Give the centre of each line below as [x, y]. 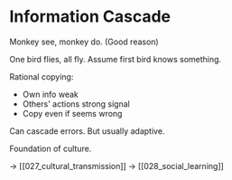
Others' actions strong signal [76, 104]
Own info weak [50, 94]
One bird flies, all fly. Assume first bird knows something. [116, 59]
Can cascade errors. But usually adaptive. [87, 131]
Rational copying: [42, 76]
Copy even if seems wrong [72, 113]
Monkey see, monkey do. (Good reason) [84, 42]
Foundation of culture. [51, 148]
